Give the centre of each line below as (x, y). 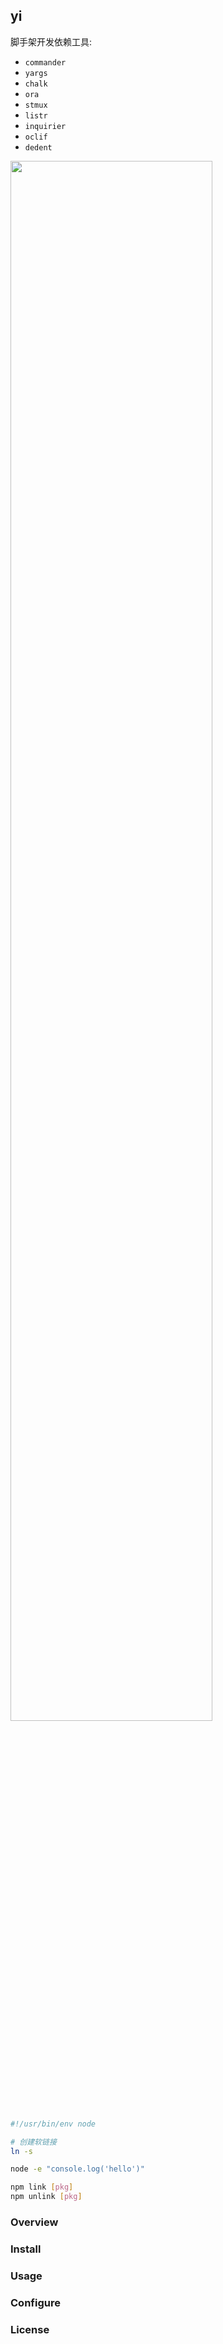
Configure (35, 2302)
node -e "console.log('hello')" (77, 2169)
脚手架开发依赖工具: (51, 41)
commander (45, 62)
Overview (34, 2222)
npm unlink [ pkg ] (46, 2197)
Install (26, 2249)
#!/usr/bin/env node (53, 2124)
